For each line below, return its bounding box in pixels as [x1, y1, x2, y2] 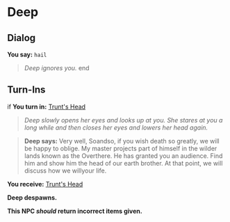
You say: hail [7, 50, 47, 58]
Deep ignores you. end [24, 64, 90, 72]
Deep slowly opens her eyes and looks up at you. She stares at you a [24, 116, 223, 124]
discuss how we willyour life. [24, 166, 107, 175]
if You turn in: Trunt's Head [7, 102, 85, 111]
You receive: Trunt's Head [7, 180, 83, 188]
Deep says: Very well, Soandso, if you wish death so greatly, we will [24, 136, 220, 145]
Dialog [7, 32, 36, 44]
